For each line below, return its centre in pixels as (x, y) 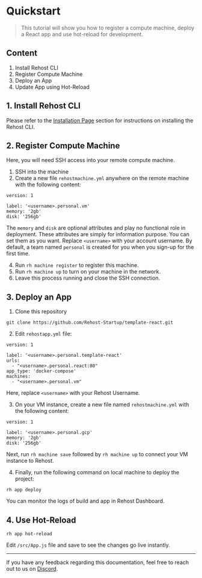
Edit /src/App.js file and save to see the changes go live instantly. (88, 545)
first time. (18, 254)
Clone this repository (41, 312)
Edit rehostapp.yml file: (43, 334)
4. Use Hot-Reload (41, 520)
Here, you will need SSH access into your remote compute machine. (91, 160)
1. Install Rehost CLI (44, 106)
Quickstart (34, 11)
